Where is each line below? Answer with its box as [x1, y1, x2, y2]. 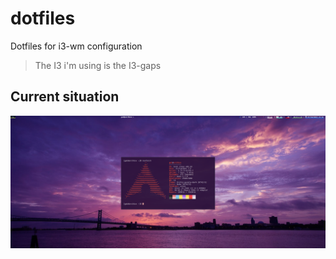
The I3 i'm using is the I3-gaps [34, 59, 162, 71]
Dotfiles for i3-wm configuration [10, 40, 143, 52]
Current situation [10, 88, 120, 106]
